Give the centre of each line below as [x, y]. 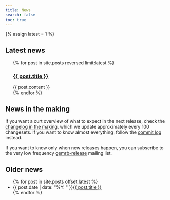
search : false [21, 15]
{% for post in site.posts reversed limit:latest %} [63, 63]
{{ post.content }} [31, 87]
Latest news [25, 50]
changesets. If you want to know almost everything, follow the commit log [83, 132]
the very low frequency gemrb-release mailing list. [59, 153]
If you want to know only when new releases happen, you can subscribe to [84, 148]
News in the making [38, 109]
